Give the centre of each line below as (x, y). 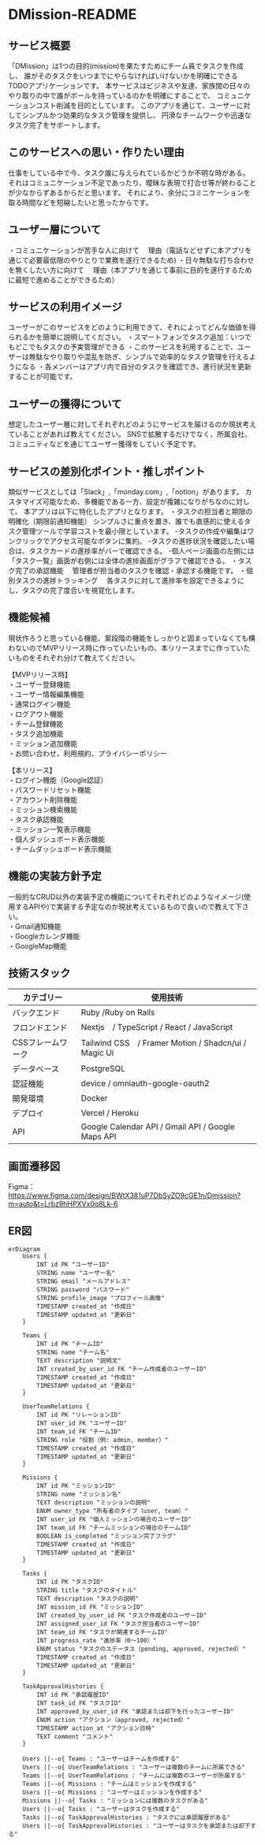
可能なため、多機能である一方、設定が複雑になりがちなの (136, 501)
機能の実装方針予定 (55, 876)
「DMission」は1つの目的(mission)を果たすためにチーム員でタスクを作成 (126, 66)
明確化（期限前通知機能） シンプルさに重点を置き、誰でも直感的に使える (126, 521)
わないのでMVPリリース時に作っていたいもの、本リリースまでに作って (122, 647)
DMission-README (73, 15)
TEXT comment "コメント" (75, 1737)
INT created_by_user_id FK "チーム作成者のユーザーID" (122, 1370)
